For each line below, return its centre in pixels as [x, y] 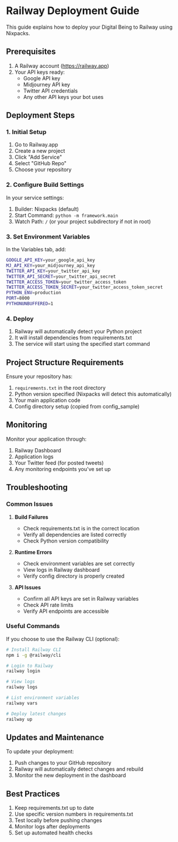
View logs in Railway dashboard [62, 570]
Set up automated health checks [53, 833]
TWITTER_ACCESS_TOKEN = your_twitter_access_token [66, 282]
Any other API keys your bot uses [63, 97]
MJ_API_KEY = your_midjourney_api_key [50, 265]
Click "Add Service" [38, 157]
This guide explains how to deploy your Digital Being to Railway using [89, 27]
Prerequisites [31, 52]
